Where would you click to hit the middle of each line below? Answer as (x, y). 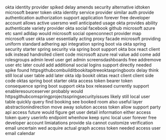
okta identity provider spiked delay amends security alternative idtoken (78, 7)
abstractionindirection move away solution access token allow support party (83, 107)
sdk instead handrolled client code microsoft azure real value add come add (83, 54)
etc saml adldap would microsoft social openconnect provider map (73, 33)
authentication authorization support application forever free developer (78, 18)
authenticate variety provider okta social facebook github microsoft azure (80, 28)
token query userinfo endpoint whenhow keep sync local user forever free (81, 117)
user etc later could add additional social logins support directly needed (79, 65)
